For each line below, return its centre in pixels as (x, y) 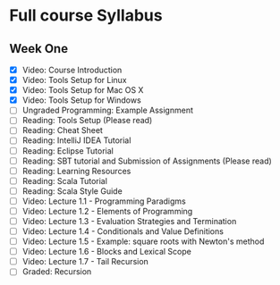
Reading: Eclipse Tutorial (68, 151)
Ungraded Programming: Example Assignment (108, 110)
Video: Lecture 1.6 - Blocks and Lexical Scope (107, 252)
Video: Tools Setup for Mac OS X (83, 90)
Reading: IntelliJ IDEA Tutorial (76, 140)
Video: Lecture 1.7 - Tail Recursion (85, 262)
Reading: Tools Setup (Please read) (87, 121)
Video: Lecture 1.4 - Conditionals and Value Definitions (123, 231)
